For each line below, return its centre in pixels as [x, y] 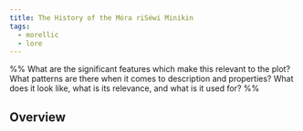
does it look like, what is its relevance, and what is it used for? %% [135, 88]
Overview [38, 117]
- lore [30, 43]
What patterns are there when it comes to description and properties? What [151, 79]
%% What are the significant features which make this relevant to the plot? [150, 69]
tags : [20, 26]
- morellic [38, 35]
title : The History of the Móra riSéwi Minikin [102, 18]
